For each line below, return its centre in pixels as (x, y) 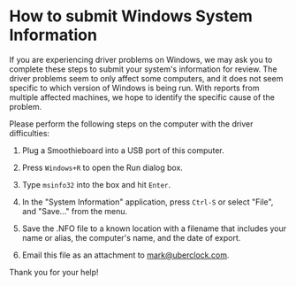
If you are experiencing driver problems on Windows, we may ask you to (141, 59)
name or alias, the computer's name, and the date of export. (131, 237)
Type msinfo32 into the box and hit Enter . (96, 184)
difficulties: (30, 133)
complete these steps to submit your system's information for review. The (143, 69)
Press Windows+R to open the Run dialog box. (102, 167)
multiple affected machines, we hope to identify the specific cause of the (142, 97)
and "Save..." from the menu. (75, 211)
